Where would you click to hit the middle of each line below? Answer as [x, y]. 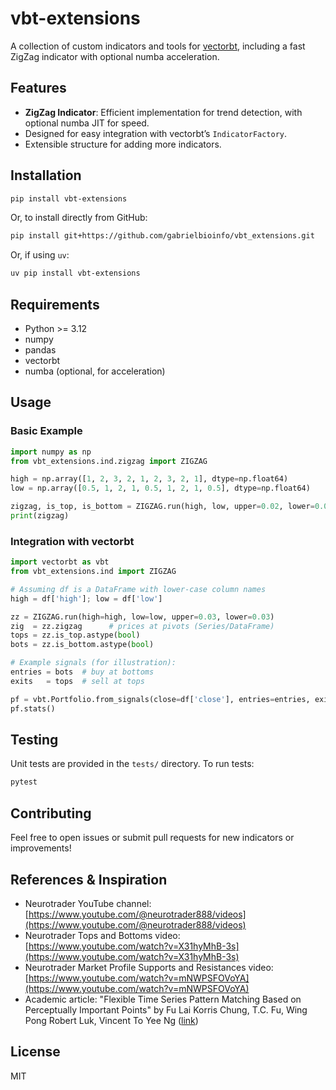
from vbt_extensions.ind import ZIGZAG [93, 572]
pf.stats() [33, 708]
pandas [40, 350]
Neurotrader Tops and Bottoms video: [102, 935]
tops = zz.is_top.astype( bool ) [75, 635]
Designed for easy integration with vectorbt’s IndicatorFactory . [156, 133]
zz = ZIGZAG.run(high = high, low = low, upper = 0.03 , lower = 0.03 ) [142, 617]
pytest [24, 782]
